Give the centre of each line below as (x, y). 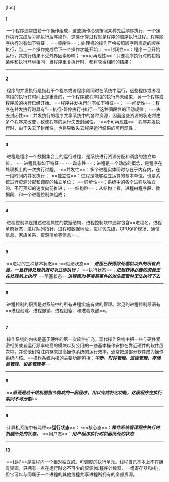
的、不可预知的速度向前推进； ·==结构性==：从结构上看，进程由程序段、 (81, 188)
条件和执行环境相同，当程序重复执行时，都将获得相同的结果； (69, 62)
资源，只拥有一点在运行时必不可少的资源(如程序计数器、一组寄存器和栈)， (86, 468)
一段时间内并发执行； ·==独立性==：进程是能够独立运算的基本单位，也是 (81, 175)
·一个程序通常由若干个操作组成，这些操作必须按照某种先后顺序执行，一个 (81, 31)
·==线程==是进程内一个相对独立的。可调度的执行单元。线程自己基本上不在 (82, 462)
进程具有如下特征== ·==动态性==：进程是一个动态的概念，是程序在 (93, 163)
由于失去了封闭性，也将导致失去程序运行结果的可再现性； (78, 128)
